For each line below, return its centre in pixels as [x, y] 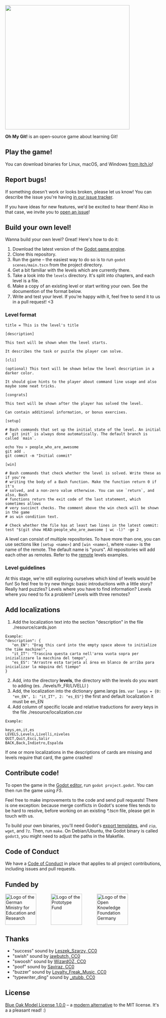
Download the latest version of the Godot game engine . [69, 249]
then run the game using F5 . [34, 790]
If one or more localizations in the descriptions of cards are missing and [79, 752]
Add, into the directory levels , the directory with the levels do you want [85, 680]
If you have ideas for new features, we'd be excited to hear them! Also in [79, 206]
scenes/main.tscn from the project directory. [58, 265]
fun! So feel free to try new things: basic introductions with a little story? [79, 584]
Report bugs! [26, 180]
